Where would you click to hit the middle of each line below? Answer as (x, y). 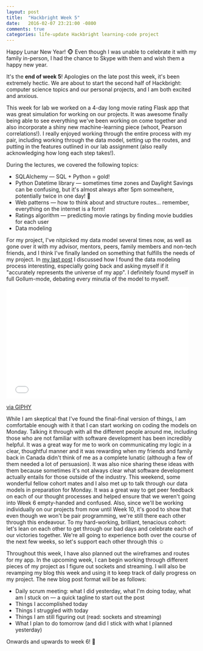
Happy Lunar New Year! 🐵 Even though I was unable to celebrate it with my (101, 52)
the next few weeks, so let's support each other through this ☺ (85, 541)
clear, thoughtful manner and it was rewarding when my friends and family (99, 451)
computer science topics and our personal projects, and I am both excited (99, 89)
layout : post (23, 12)
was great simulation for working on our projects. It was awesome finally (97, 114)
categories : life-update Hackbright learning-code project (83, 35)
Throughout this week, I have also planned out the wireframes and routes (98, 554)
